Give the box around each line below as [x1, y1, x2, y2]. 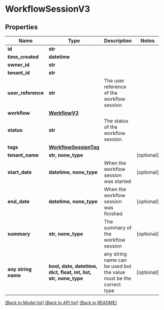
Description [104, 38, 132, 44]
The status [104, 118, 128, 124]
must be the [104, 275, 132, 282]
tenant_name [7, 152, 39, 158]
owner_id [7, 62, 30, 68]
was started [104, 178, 131, 185]
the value [104, 269, 125, 275]
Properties [5, 23, 38, 31]
